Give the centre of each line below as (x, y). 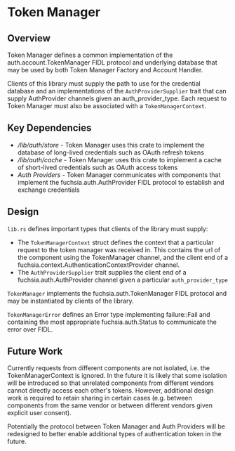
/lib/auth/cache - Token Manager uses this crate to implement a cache (120, 159)
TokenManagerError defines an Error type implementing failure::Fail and (109, 314)
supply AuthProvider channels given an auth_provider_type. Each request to (117, 98)
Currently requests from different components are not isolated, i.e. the (109, 368)
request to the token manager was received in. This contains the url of (119, 249)
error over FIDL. (30, 329)
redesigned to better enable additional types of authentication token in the (115, 434)
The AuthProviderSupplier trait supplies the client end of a (102, 272)
